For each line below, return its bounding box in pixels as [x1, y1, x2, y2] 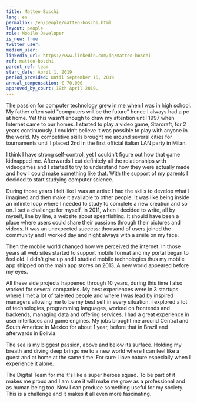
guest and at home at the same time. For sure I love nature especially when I [6, 353, 191, 360]
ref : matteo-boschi [6, 58, 54, 64]
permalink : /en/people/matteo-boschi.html [6, 19, 112, 25]
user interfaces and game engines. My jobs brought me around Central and [6, 317, 189, 324]
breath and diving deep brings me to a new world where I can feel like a [6, 347, 180, 355]
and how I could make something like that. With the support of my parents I [6, 170, 188, 177]
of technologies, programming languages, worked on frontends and [6, 304, 171, 311]
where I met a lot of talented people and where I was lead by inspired [6, 292, 173, 299]
